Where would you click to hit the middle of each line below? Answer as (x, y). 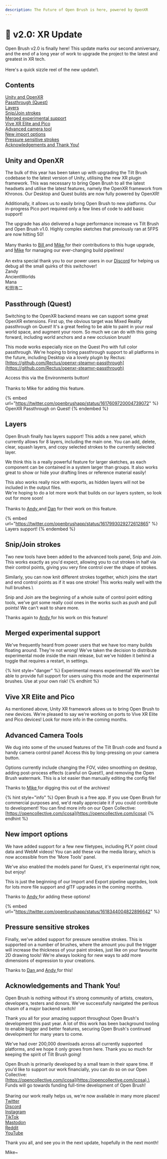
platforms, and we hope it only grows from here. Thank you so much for (79, 1049)
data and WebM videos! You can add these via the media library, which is (80, 852)
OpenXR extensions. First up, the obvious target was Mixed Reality (74, 321)
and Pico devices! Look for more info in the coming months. (67, 719)
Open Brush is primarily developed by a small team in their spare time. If (79, 1064)
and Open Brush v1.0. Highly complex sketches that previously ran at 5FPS (82, 229)
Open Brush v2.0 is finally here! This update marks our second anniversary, (83, 48)
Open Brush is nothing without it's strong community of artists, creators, (79, 998)
